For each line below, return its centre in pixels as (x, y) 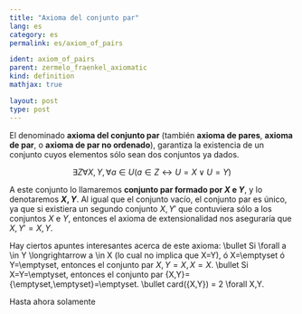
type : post (30, 109)
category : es (34, 34)
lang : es (26, 26)
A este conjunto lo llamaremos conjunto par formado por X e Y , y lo (136, 189)
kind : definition (42, 76)
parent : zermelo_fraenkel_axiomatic (78, 68)
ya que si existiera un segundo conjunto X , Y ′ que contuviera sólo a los (141, 208)
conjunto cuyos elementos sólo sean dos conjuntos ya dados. (124, 154)
